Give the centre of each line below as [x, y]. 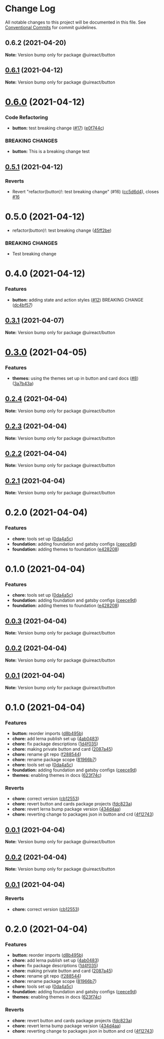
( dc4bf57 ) [22, 305]
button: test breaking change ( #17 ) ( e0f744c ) [58, 128]
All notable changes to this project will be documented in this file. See [76, 22]
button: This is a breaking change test [51, 152]
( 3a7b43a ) [23, 384]
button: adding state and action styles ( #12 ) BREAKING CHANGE [78, 300]
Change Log [30, 9]
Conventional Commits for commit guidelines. [51, 27]
